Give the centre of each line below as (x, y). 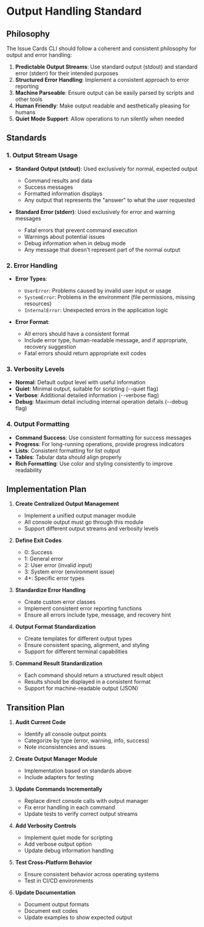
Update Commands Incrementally (58, 789)
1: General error (44, 559)
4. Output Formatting (38, 424)
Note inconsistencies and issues (65, 747)
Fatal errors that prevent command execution (81, 230)
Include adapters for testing (59, 777)
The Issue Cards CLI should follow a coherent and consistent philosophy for (101, 48)
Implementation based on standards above (78, 771)
